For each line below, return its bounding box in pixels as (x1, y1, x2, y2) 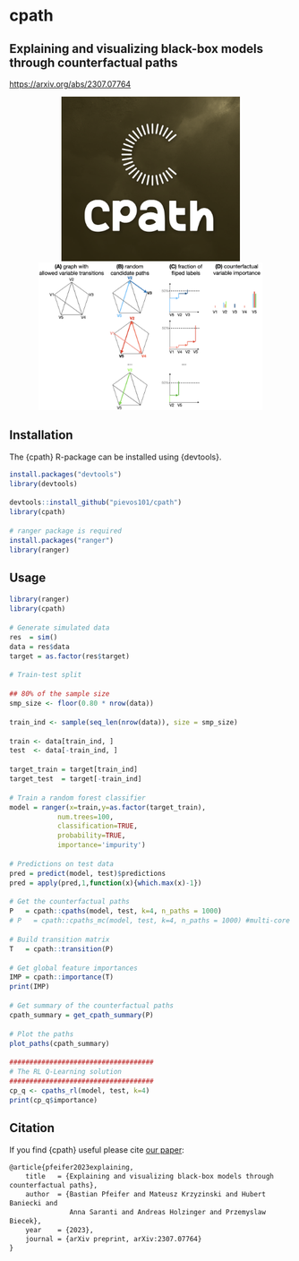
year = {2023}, (25, 1225, 94, 1234)
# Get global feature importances (9, 964, 139, 973)
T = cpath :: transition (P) (9, 944, 115, 954)
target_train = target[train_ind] (9, 765, 139, 775)
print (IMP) (9, 982, 50, 991)
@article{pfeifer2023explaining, (9, 1162, 134, 1171)
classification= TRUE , (56, 821, 139, 831)
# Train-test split (9, 671, 82, 680)
